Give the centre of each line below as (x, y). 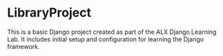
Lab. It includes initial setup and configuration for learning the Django (106, 39)
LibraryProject (49, 13)
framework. (23, 46)
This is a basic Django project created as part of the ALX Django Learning (112, 32)
